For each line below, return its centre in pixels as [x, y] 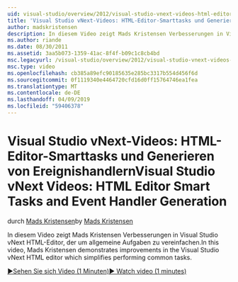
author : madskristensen [42, 27]
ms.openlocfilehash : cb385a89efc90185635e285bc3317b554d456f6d [103, 73]
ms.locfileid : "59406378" [45, 106]
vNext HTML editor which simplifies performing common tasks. [100, 257]
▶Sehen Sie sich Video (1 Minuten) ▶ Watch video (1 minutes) [97, 271]
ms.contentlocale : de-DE [44, 93]
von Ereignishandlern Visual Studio [112, 171]
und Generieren [167, 156]
